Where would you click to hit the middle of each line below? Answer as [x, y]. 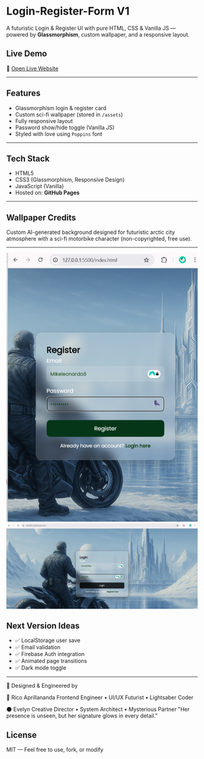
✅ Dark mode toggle [41, 668]
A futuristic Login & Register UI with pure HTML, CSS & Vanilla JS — [91, 28]
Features [23, 94]
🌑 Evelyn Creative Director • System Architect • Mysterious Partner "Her [98, 709]
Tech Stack [28, 159]
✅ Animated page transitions [51, 661]
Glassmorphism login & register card [61, 108]
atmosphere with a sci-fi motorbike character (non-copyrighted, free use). [99, 239]
